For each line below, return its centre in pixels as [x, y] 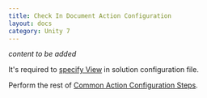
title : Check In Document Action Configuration [90, 16]
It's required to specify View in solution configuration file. [104, 70]
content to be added [42, 54]
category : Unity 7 [39, 31]
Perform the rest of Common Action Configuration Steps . [103, 85]
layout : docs [30, 23]
